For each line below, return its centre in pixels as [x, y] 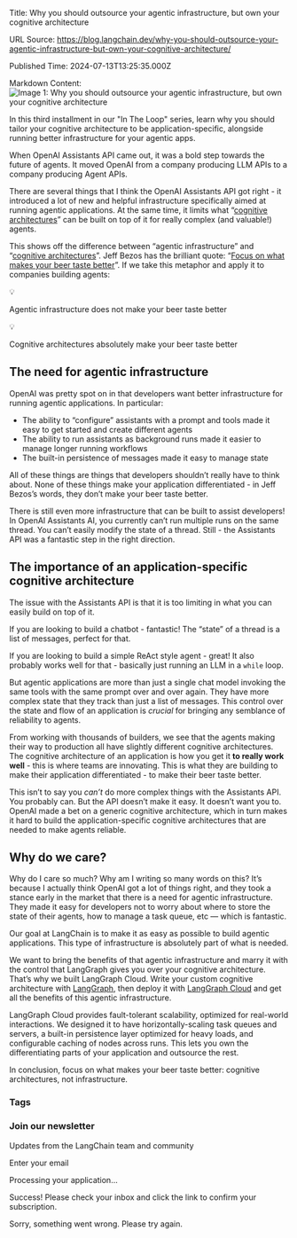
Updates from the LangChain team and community [102, 1145]
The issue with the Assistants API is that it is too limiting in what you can [141, 602]
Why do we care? [58, 858]
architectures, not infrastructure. [69, 1079]
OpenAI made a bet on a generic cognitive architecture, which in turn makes [148, 811]
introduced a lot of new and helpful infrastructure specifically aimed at [138, 200]
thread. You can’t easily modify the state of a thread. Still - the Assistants [142, 529]
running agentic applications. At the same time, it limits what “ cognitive [138, 210]
